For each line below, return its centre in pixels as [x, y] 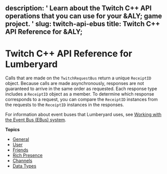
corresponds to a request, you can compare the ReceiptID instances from [81, 100]
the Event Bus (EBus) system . [36, 120]
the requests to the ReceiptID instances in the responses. [65, 105]
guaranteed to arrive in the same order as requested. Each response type [81, 89]
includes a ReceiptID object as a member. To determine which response [80, 94]
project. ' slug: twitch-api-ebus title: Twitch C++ [82, 24]
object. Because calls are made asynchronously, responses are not [75, 83]
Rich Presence [27, 155]
